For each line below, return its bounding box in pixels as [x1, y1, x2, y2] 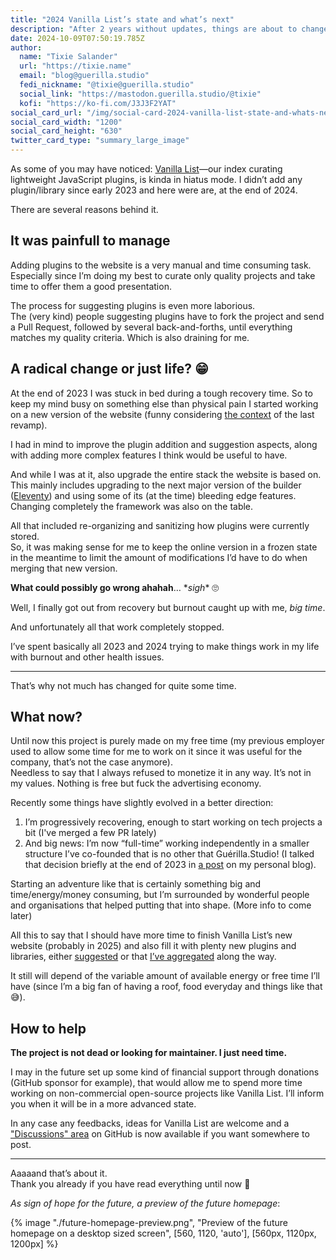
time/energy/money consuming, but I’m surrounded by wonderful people [10, 889, 310, 901]
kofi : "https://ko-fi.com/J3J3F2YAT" [19, 98, 177, 108]
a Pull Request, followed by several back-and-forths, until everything [10, 321, 293, 333]
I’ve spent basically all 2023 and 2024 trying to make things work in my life [10, 640, 320, 652]
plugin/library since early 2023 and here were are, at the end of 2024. [10, 184, 298, 196]
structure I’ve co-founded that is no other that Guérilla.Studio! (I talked [24, 848, 315, 860]
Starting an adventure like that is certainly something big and [10, 878, 262, 890]
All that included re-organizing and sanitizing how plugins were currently [10, 519, 310, 531]
